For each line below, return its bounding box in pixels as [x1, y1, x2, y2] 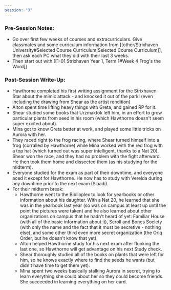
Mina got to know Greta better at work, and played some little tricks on [12, 126, 161, 132]
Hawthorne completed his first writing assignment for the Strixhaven [12, 88, 157, 94]
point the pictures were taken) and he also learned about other [19, 208, 152, 214]
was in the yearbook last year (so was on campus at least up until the [19, 202, 166, 208]
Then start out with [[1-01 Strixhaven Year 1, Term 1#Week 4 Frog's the [12, 57, 161, 64]
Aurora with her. [12, 131, 47, 138]
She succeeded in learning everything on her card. [19, 279, 127, 285]
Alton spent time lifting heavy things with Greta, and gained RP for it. [12, 104, 157, 110]
